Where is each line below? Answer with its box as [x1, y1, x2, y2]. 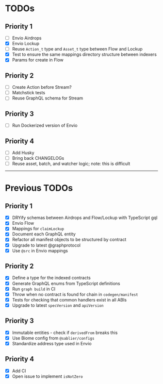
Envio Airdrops [12, 35, 42, 41]
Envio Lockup [12, 41, 40, 47]
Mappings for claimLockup [12, 226, 65, 232]
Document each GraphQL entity [12, 231, 76, 237]
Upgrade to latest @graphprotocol [12, 242, 81, 248]
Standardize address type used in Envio [12, 340, 92, 346]
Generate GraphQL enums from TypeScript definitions [12, 280, 120, 286]
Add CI [12, 367, 26, 374]
